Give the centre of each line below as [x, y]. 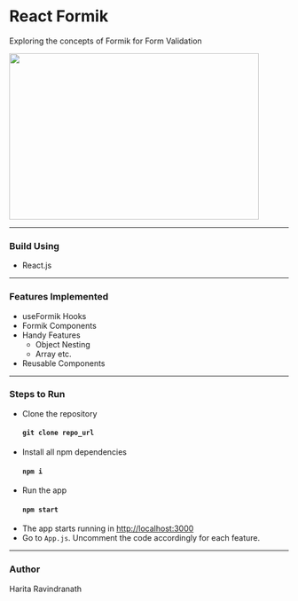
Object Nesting [63, 344]
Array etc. [54, 354]
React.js [37, 265]
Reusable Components [63, 363]
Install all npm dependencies [74, 452]
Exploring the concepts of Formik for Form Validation [106, 41]
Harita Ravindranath [46, 589]
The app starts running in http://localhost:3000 [108, 528]
